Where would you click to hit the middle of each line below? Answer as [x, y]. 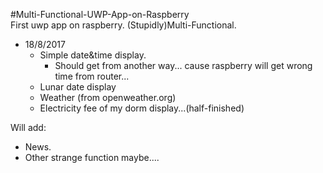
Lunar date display [78, 87]
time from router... [92, 76]
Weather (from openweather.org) [108, 97]
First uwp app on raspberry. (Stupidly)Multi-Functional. [123, 25]
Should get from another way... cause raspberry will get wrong [183, 65]
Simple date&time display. [93, 55]
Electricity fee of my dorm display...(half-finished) [142, 108]
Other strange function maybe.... [92, 157]
